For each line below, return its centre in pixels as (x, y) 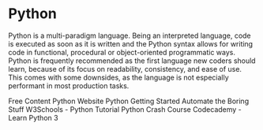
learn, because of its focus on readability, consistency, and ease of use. (125, 69)
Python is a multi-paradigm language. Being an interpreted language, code (130, 35)
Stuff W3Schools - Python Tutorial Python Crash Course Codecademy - (125, 109)
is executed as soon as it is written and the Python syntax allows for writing (131, 43)
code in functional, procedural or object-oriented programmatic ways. (122, 52)
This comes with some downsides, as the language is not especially (118, 77)
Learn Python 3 (33, 117)
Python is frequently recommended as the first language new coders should (132, 61)
